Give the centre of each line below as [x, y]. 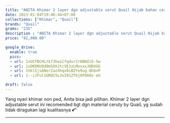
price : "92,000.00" [26, 38]
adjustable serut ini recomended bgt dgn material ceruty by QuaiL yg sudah [84, 104]
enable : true [24, 52]
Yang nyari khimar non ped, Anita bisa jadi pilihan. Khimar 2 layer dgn [77, 99]
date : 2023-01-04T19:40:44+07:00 [40, 15]
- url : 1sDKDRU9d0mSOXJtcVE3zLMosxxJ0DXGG [55, 66]
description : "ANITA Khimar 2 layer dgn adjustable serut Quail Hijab [82, 33]
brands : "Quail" [22, 24]
